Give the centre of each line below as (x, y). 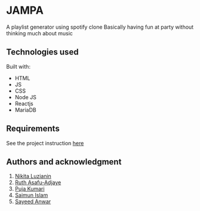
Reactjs (24, 103)
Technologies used (42, 52)
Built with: (19, 66)
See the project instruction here (45, 143)
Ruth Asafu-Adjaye (38, 182)
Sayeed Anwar (33, 201)
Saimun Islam (31, 195)
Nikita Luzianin (33, 176)
